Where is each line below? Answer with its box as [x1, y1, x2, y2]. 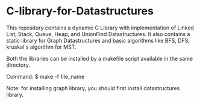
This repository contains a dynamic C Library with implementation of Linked [6, 24, 195, 31]
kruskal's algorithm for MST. [6, 43, 77, 50]
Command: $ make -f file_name [6, 73, 85, 80]
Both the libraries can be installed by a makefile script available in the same [6, 55, 193, 62]
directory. [6, 61, 30, 69]
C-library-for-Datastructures [6, 4, 154, 18]
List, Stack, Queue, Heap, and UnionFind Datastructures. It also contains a [6, 30, 190, 37]
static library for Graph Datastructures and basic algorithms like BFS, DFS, [6, 37, 190, 44]
